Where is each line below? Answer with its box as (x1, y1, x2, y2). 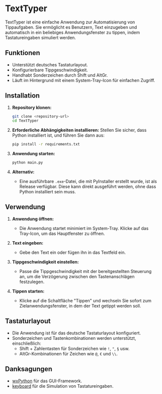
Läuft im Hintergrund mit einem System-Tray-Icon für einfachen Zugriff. (12, 77, 155, 83)
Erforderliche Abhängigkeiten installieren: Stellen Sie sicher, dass (12, 127, 147, 133)
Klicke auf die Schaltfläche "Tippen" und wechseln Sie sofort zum (19, 297, 152, 303)
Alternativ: (12, 169, 35, 175)
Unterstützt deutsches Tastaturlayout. (12, 62, 89, 67)
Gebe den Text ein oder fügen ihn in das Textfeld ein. (19, 249, 126, 255)
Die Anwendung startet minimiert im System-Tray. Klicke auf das (19, 225, 149, 231)
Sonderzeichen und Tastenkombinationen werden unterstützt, (12, 335, 136, 341)
